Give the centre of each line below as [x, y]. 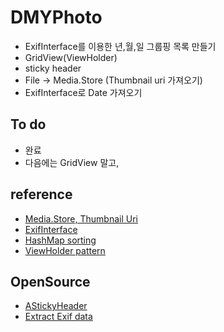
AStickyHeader [56, 306]
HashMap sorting [60, 240]
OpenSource [50, 281]
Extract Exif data [58, 317]
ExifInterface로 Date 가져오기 [83, 92]
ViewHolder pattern [65, 250]
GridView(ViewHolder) [71, 57]
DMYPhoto [56, 17]
